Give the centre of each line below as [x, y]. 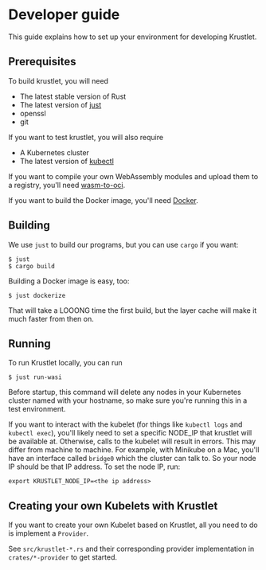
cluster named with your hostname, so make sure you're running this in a [128, 400]
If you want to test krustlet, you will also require [86, 137]
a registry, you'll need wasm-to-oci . [67, 185]
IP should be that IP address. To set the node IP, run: [94, 467]
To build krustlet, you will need [59, 80]
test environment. [37, 409]
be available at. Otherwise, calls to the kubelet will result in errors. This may [132, 441]
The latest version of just [61, 104]
